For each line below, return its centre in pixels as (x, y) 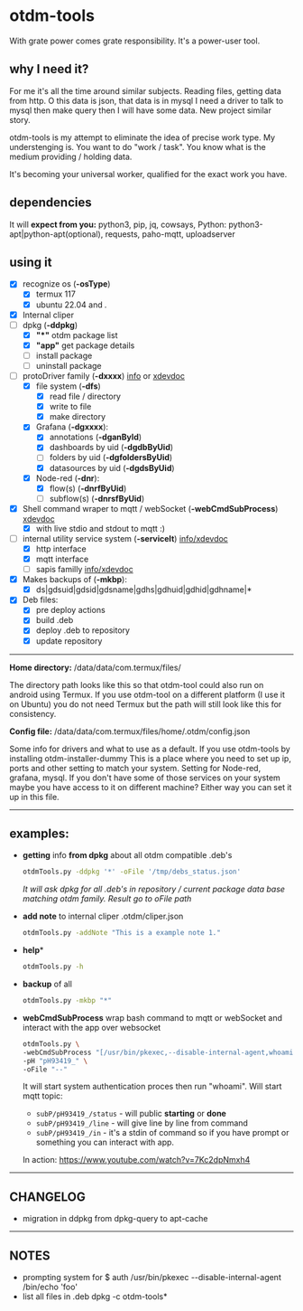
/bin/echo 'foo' (50, 1287)
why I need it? (49, 69)
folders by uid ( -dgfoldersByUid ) (111, 457)
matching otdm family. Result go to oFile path (107, 899)
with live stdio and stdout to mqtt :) (100, 528)
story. (20, 119)
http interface (61, 549)
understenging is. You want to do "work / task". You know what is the (138, 146)
